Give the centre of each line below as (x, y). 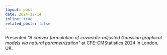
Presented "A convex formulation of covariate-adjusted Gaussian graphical (83, 38)
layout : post (19, 10)
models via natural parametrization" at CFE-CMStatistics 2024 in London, (82, 43)
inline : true (19, 19)
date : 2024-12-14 (23, 14)
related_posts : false (28, 24)
